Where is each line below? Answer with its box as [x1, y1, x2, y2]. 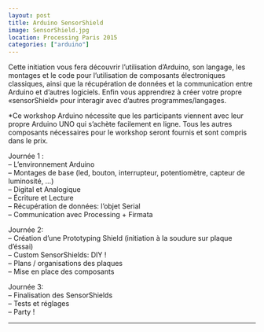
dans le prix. [8, 136, 49, 146]
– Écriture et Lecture [8, 194, 74, 203]
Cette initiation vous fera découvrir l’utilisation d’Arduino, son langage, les [8, 62, 246, 72]
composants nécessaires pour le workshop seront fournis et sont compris [8, 127, 247, 138]
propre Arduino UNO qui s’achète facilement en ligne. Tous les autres [8, 120, 233, 129]
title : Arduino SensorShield [8, 19, 104, 27]
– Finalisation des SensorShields [8, 290, 113, 300]
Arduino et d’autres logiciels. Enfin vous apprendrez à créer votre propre [8, 87, 242, 97]
